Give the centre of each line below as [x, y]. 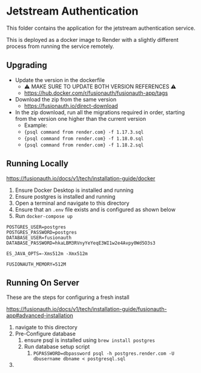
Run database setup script [57, 347]
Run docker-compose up [44, 216]
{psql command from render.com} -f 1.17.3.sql [84, 132]
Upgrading [27, 65]
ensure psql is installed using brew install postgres [90, 340]
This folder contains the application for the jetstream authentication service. [101, 28]
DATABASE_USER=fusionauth [39, 238]
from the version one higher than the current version [81, 118]
